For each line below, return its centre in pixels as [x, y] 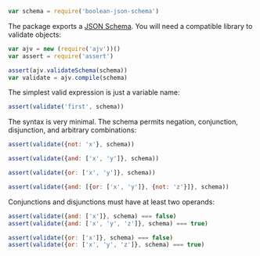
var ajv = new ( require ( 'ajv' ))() [65, 49]
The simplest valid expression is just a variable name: [94, 92]
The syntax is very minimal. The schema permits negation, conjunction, [123, 122]
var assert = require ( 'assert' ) [61, 56]
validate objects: [34, 34]
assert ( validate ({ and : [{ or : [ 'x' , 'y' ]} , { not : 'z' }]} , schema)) [119, 187]
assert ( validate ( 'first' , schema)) [66, 107]
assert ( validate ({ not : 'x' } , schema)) [71, 145]
